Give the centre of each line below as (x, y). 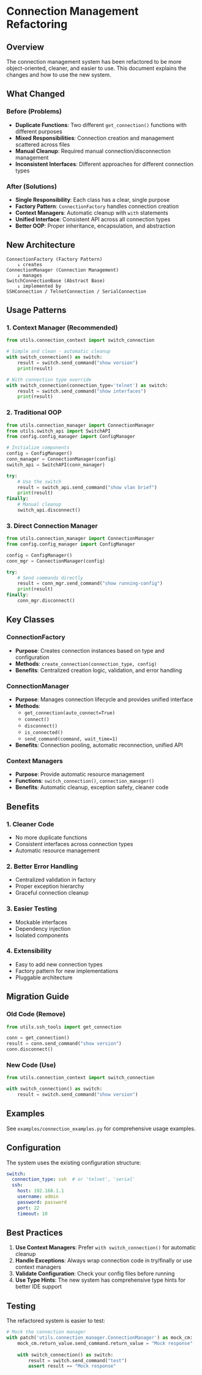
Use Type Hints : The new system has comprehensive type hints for (100, 1280)
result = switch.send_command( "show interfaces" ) (82, 391)
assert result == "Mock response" (72, 1366)
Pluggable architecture (44, 977)
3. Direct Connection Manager (52, 526)
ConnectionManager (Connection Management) (63, 270)
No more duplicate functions (51, 837)
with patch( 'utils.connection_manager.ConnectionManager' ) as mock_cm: (99, 1338)
